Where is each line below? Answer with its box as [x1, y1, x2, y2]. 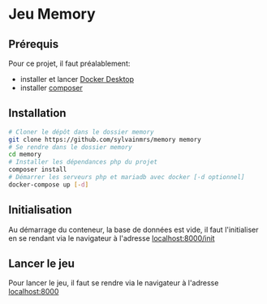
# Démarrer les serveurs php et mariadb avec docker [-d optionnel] [8, 173, 245, 182]
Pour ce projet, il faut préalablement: [8, 58, 131, 68]
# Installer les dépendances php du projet [8, 158, 158, 166]
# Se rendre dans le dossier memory [8, 143, 132, 151]
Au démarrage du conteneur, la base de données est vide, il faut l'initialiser [8, 225, 259, 234]
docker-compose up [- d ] [8, 180, 89, 189]
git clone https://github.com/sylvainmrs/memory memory [8, 135, 201, 143]
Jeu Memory [8, 5, 96, 24]
